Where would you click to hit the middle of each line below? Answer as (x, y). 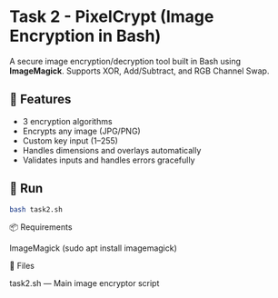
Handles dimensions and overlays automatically (112, 150)
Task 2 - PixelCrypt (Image (112, 17)
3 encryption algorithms (67, 121)
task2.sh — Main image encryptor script (84, 283)
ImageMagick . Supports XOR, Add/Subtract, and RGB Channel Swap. (139, 71)
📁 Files (22, 266)
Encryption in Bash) (85, 36)
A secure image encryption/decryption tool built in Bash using (125, 61)
